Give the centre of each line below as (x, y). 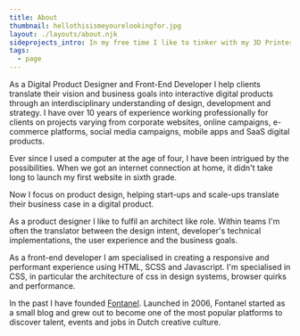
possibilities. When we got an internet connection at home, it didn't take (141, 168)
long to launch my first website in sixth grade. (93, 177)
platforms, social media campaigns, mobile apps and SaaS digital (170, 131)
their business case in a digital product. (82, 204)
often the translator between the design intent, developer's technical (135, 231)
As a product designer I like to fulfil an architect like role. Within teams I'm (145, 221)
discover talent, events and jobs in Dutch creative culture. (115, 322)
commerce (29, 131)
